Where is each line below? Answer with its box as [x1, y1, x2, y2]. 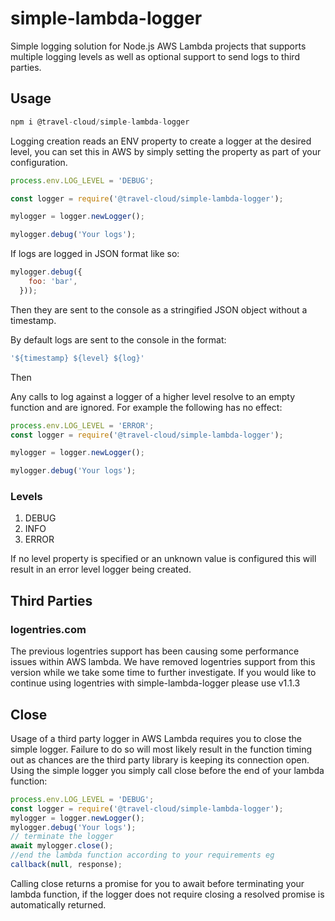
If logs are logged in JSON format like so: [10, 248, 180, 260]
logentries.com [10, 622, 87, 636]
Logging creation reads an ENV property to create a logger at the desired [10, 135, 312, 147]
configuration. [10, 156, 68, 168]
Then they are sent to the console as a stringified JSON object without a [10, 303, 308, 316]
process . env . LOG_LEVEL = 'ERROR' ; [10, 420, 155, 431]
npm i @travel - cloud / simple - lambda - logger [10, 117, 190, 127]
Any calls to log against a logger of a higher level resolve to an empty [10, 390, 296, 402]
